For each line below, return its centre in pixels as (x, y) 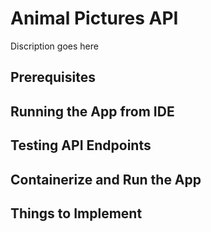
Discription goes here (54, 46)
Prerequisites (53, 77)
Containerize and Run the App (106, 179)
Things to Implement (76, 213)
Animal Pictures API (94, 18)
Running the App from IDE (92, 111)
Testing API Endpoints (81, 145)
